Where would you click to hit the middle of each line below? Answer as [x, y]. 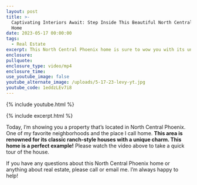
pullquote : [19, 60]
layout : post [22, 11]
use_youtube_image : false [38, 77]
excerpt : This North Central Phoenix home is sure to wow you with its [95, 50]
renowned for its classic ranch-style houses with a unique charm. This [94, 139]
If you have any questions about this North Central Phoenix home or [88, 163]
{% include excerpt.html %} [40, 115]
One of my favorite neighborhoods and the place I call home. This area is [94, 133]
